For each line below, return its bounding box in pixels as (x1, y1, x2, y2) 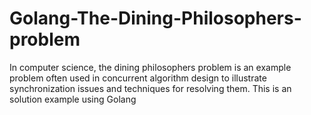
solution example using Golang (9, 93, 137, 105)
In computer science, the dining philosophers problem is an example (9, 61, 292, 73)
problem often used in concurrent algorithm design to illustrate (9, 72, 267, 84)
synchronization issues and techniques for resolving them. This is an (9, 82, 292, 94)
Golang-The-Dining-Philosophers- (9, 7, 302, 30)
